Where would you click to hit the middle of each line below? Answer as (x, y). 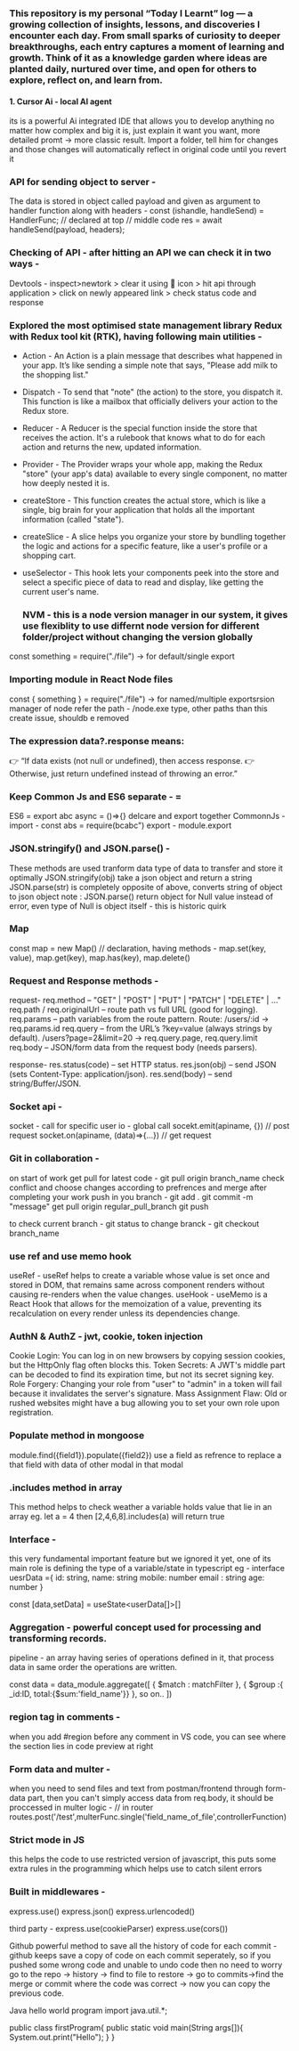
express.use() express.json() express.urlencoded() (102, 1911)
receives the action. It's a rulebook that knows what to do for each (143, 438)
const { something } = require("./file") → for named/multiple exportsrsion (142, 699)
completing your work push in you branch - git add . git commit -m (131, 1196)
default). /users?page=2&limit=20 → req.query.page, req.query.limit (133, 1038)
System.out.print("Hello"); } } (62, 2037)
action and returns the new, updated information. (112, 447)
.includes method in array (66, 1488)
